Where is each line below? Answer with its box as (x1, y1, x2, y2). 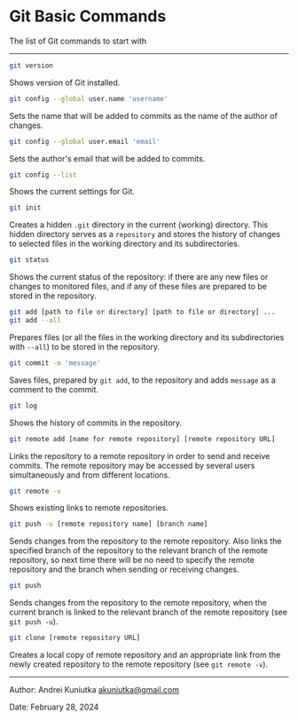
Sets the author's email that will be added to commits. (9, 153, 206, 163)
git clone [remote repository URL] (9, 633, 141, 643)
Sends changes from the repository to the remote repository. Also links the (9, 535, 282, 547)
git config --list (9, 170, 77, 179)
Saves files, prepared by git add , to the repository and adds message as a (9, 375, 277, 385)
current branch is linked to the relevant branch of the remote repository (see (9, 606, 288, 618)
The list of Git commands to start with (9, 36, 147, 46)
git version (9, 60, 53, 70)
